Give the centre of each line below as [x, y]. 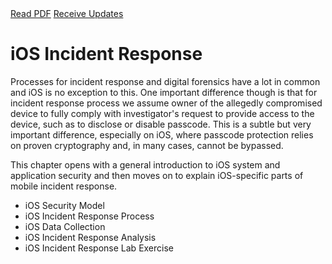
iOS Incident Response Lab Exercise [99, 248]
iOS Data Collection [65, 226]
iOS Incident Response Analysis [90, 237]
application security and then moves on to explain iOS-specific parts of [157, 175]
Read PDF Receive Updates [67, 13]
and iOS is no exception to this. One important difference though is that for [164, 92]
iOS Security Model [64, 205]
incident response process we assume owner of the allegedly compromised [166, 103]
